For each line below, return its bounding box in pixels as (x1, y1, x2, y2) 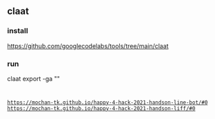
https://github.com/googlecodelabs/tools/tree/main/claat (7, 41, 169, 50)
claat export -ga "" (7, 74, 60, 83)
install (7, 26, 29, 36)
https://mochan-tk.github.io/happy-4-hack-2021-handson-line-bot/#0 (7, 99, 208, 106)
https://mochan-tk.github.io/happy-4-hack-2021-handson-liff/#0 (7, 105, 196, 112)
